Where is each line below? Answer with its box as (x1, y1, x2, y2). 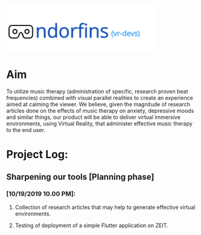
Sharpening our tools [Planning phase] (6, 171, 155, 182)
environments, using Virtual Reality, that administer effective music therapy (6, 120, 193, 127)
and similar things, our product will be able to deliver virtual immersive (6, 113, 181, 121)
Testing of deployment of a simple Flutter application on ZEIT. (14, 222, 168, 229)
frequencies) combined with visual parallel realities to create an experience (6, 94, 193, 101)
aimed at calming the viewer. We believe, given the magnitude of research (6, 101, 190, 108)
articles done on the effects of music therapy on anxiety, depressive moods (6, 107, 194, 114)
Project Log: (6, 148, 68, 162)
